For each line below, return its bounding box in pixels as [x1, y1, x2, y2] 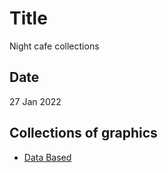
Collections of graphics [9, 125, 158, 142]
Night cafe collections [9, 40, 100, 52]
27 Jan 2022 [9, 95, 62, 107]
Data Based [23, 151, 72, 163]
